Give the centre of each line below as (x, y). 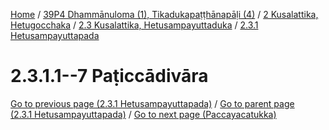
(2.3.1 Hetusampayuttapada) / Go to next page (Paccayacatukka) (143, 114)
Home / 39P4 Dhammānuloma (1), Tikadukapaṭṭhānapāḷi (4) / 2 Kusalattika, (164, 14)
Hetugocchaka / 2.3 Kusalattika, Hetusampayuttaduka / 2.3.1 (134, 25)
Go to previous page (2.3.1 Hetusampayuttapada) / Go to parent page (152, 103)
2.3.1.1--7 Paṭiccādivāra (109, 76)
